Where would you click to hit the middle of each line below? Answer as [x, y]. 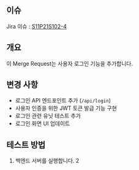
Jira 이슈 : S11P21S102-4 [37, 26]
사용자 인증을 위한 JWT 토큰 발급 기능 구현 [66, 108]
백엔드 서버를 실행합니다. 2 [47, 161]
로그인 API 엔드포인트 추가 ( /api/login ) [63, 101]
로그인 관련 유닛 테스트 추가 [48, 116]
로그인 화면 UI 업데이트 [43, 123]
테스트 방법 [26, 145]
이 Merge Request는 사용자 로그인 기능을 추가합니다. [70, 63]
